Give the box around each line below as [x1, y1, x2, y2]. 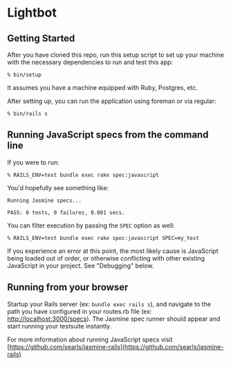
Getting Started [7, 32, 75, 44]
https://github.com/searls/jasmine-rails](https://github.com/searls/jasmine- [9, 342, 224, 350]
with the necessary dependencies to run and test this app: [7, 58, 174, 66]
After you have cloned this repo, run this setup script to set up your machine [7, 50, 225, 59]
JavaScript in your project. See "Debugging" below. [7, 261, 154, 270]
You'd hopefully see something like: [7, 183, 109, 191]
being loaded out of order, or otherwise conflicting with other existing [7, 254, 205, 262]
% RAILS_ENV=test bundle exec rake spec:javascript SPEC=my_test [7, 234, 199, 241]
